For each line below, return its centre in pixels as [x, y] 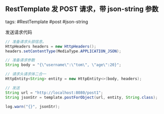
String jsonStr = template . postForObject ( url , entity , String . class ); [81, 97]
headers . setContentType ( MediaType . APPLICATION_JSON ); [63, 51]
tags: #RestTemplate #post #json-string [47, 21]
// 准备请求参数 [20, 60]
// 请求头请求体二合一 [26, 74]
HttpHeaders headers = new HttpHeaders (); [51, 46]
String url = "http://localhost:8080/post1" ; [54, 93]
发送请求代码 [19, 32]
